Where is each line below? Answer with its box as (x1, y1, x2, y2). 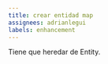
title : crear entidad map (8, 11, 93, 20)
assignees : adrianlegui (8, 19, 87, 27)
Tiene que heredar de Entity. (8, 48, 101, 57)
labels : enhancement (8, 26, 76, 34)
